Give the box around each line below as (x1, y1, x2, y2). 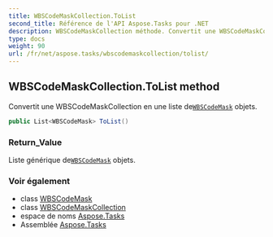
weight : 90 (8, 42, 45, 50)
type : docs (8, 34, 45, 43)
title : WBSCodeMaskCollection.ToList (8, 11, 136, 20)
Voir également (8, 175, 71, 187)
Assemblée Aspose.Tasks (19, 220, 107, 230)
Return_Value (8, 136, 63, 147)
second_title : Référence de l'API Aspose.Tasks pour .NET (8, 20, 209, 28)
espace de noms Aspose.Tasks (19, 211, 125, 221)
